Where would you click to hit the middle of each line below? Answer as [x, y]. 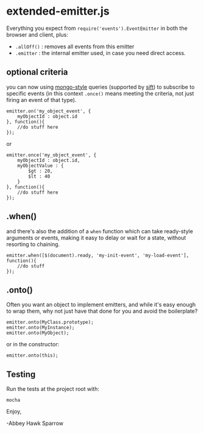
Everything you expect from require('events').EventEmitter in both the [97, 28]
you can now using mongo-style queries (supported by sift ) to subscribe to [100, 87]
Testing [21, 374]
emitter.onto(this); [33, 355]
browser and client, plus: [37, 34]
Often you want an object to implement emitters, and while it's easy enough [101, 305]
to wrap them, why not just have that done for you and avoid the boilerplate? [102, 311]
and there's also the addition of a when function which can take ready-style [100, 231]
